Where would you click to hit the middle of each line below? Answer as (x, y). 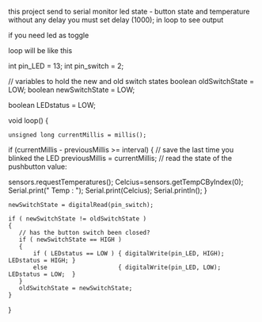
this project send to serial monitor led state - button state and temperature (129, 11)
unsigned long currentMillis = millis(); (78, 135)
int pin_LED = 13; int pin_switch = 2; (66, 66)
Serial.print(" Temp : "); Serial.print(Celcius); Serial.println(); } (108, 190)
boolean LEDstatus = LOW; (52, 105)
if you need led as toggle (49, 35)
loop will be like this (40, 50)
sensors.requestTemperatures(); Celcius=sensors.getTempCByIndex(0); (126, 182)
